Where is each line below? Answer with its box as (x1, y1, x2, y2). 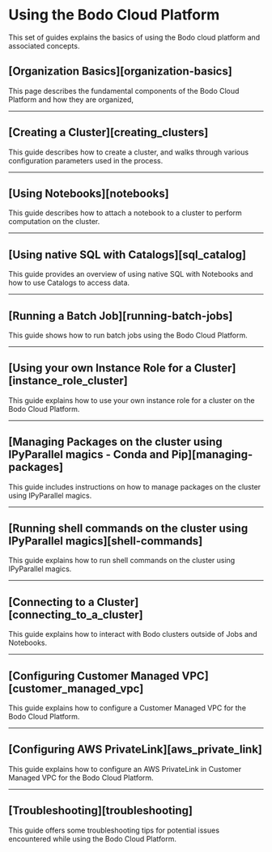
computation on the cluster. (8, 217, 100, 227)
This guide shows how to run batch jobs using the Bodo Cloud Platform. (8, 330, 249, 340)
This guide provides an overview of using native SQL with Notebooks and (8, 269, 253, 279)
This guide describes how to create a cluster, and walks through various (8, 147, 249, 157)
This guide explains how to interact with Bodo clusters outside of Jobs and (8, 629, 257, 639)
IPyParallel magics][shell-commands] (8, 534, 203, 548)
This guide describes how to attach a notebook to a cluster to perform (8, 208, 243, 218)
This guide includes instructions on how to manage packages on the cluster (8, 481, 261, 491)
